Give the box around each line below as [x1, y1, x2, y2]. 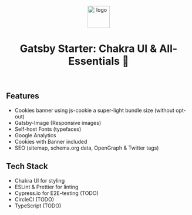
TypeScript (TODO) [14, 202, 62, 209]
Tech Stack [6, 161, 48, 171]
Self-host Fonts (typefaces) [14, 125, 82, 133]
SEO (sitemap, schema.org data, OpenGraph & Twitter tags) [14, 144, 159, 151]
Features [6, 91, 39, 101]
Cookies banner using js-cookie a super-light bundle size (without [14, 107, 175, 114]
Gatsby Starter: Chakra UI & [19, 42, 157, 55]
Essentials [68, 55, 120, 68]
